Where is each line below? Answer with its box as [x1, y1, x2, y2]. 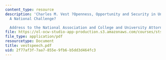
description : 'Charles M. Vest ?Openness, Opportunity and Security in [5, 12, 156, 17]
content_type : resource [5, 7, 54, 12]
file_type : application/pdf [5, 34, 63, 39]
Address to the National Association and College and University [9, 25, 147, 30]
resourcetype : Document [5, 39, 54, 44]
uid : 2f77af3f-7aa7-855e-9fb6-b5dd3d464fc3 [5, 47, 96, 53]
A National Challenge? [9, 16, 56, 21]
